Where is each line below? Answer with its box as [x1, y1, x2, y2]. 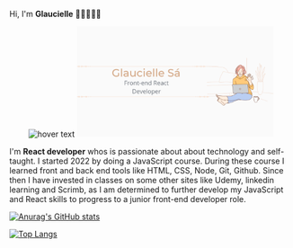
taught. [9, 155, 36, 166]
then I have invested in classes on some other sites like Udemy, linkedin [9, 174, 274, 185]
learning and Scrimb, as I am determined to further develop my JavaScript [9, 184, 284, 195]
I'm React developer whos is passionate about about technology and [9, 146, 265, 156]
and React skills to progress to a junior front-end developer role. [9, 193, 247, 204]
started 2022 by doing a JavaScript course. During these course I [41, 155, 285, 166]
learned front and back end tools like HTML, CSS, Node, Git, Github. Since [9, 164, 284, 175]
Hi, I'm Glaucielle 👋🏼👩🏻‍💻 [9, 9, 102, 19]
